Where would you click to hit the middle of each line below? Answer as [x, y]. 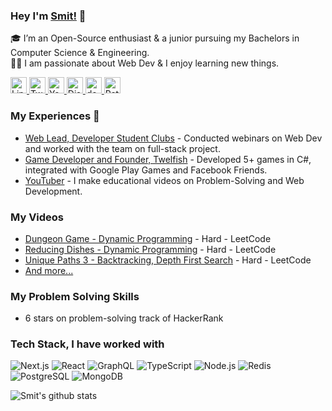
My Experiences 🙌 [55, 116]
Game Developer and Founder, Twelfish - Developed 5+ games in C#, [168, 159]
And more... [49, 270]
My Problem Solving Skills [75, 296]
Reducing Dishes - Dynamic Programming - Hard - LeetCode [150, 249]
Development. [53, 191]
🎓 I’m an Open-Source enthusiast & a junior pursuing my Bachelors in [155, 38]
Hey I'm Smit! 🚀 [48, 16]
